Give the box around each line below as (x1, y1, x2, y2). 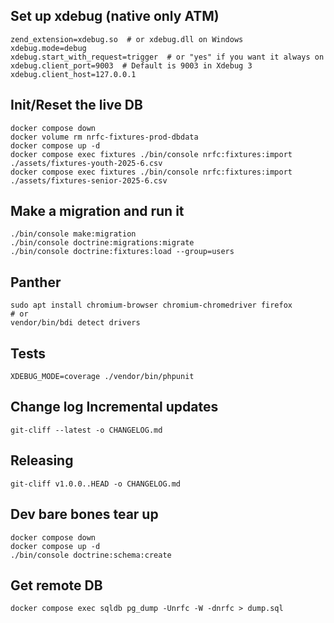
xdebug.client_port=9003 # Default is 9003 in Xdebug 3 (10, 60, 253, 71)
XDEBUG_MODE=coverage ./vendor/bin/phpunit (10, 372, 195, 382)
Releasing (10, 452, 74, 469)
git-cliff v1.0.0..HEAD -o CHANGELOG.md (10, 479, 182, 489)
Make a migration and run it (10, 203, 185, 220)
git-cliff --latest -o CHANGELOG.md (10, 425, 163, 435)
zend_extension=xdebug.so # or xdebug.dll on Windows (10, 34, 244, 44)
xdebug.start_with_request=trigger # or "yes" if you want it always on (10, 52, 325, 62)
